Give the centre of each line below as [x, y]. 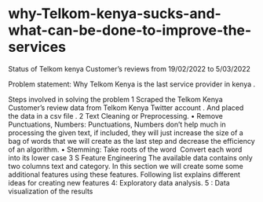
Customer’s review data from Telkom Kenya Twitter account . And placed [126, 108]
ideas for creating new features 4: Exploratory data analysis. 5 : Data [119, 182]
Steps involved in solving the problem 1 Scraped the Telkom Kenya [115, 99]
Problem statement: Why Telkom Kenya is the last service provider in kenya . [132, 84]
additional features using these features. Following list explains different [124, 174]
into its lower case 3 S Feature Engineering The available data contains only [130, 157]
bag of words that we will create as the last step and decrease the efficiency [131, 141]
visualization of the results [51, 191]
